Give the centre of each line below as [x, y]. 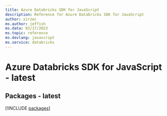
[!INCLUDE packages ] [28, 108]
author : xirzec [21, 19]
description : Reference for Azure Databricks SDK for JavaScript [74, 14]
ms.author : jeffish [25, 24]
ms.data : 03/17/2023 [27, 28]
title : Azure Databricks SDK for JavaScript [52, 10]
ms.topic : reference [27, 33]
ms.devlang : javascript [30, 38]
